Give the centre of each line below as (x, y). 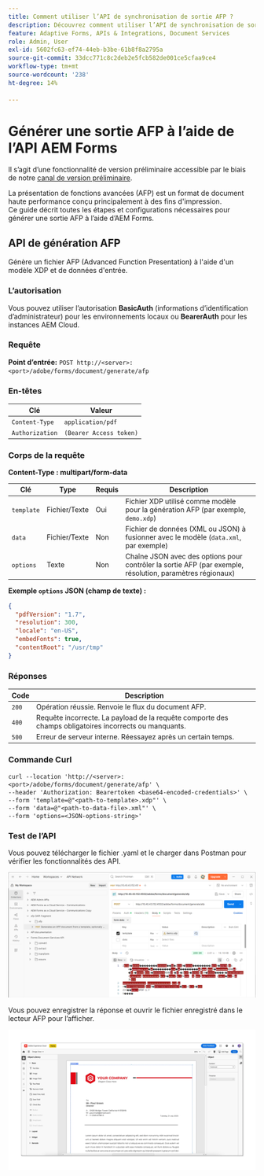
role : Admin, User (38, 42)
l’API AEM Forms (63, 147)
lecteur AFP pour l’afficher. (51, 1019)
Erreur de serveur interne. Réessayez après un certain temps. (135, 737)
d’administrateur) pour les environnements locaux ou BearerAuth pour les (128, 316)
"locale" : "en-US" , (47, 631)
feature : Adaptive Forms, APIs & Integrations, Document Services (119, 33)
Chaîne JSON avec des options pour (184, 557)
